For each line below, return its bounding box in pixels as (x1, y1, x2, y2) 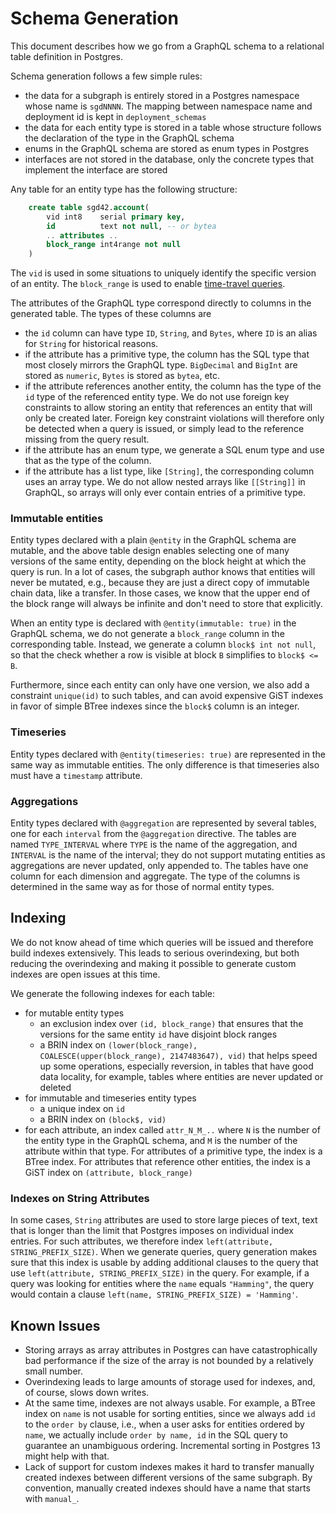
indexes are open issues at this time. (10, 968, 161, 980)
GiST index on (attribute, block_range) (24, 1166, 193, 1178)
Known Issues (10, 1317, 101, 1334)
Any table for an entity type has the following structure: (10, 183, 238, 195)
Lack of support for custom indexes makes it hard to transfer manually (24, 1461, 315, 1472)
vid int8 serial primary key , (46, 212, 186, 222)
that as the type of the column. (24, 455, 152, 467)
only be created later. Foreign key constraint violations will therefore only (24, 412, 325, 424)
